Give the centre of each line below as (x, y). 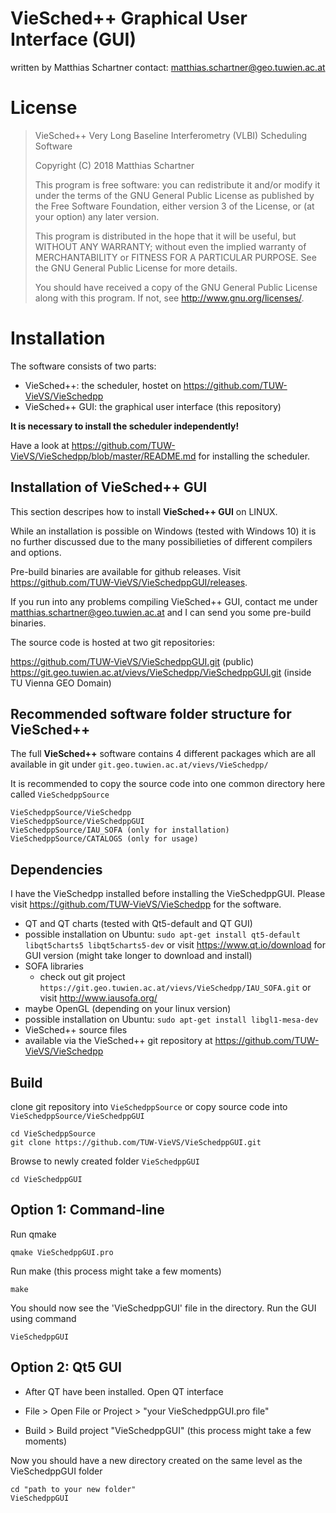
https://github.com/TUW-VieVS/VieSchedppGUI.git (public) (132, 661)
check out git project (82, 977)
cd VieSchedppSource (53, 1134)
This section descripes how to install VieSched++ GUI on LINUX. (144, 511)
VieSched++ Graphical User (129, 18)
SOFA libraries (54, 966)
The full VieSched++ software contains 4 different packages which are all (163, 754)
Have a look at (40, 445)
